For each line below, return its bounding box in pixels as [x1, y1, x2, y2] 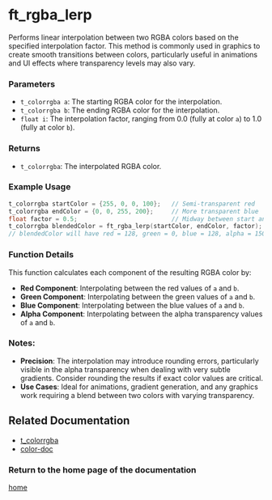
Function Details [8, 249, 74, 261]
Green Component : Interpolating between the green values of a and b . [19, 291, 256, 301]
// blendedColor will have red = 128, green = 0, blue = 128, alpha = [8, 230, 252, 238]
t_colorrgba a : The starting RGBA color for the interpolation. [19, 97, 223, 107]
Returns [8, 143, 40, 155]
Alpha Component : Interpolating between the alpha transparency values [19, 309, 263, 319]
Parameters [8, 78, 55, 90]
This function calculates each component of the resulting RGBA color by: [8, 267, 252, 277]
